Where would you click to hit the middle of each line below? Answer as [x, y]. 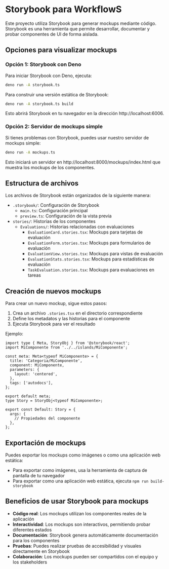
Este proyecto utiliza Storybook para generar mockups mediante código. [81, 23]
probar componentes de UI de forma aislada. [52, 34]
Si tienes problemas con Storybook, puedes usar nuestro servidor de [77, 137]
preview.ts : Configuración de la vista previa [66, 216]
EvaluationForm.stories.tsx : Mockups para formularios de [89, 243]
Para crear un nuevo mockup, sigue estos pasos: [56, 304]
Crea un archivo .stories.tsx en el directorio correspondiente [77, 313]
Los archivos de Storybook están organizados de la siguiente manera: [78, 196]
